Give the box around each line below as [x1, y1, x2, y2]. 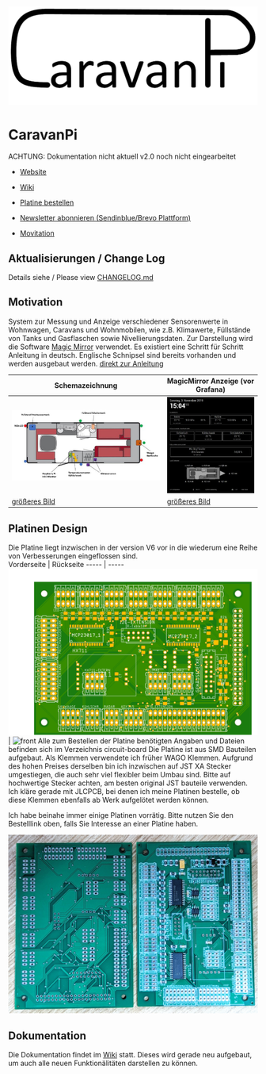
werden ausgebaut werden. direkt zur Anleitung [8, 359, 164, 368]
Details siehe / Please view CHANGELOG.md [8, 273, 154, 282]
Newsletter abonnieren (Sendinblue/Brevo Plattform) [19, 213, 192, 223]
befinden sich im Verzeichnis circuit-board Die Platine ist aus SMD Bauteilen [8, 744, 256, 754]
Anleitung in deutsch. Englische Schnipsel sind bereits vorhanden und [8, 350, 237, 359]
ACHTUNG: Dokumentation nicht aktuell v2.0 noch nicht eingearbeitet [8, 152, 236, 161]
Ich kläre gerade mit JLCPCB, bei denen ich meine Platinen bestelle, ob [8, 786, 240, 796]
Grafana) [195, 385, 226, 394]
